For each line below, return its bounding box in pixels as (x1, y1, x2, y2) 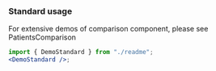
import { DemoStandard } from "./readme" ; (8, 48, 154, 56)
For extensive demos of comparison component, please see (8, 24, 209, 34)
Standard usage (8, 6, 73, 17)
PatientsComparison (8, 32, 77, 42)
